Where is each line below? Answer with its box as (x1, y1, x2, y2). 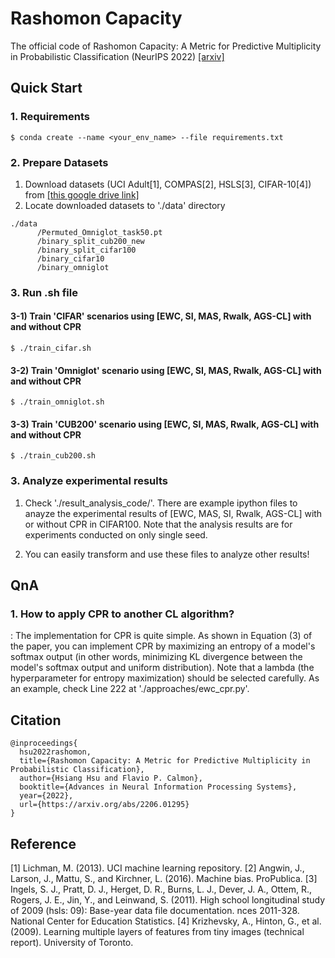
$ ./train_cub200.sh (10, 451, 97, 461)
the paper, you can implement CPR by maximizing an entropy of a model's (10, 640, 316, 652)
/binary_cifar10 (36, 253, 105, 264)
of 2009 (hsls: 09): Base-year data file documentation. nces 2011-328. (10, 905, 300, 917)
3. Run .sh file (10, 285, 78, 299)
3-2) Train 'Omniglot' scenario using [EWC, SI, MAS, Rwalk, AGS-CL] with (10, 364, 322, 376)
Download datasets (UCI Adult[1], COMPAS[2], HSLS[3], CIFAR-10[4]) (24, 178, 312, 190)
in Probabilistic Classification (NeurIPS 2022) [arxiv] (10, 50, 225, 62)
